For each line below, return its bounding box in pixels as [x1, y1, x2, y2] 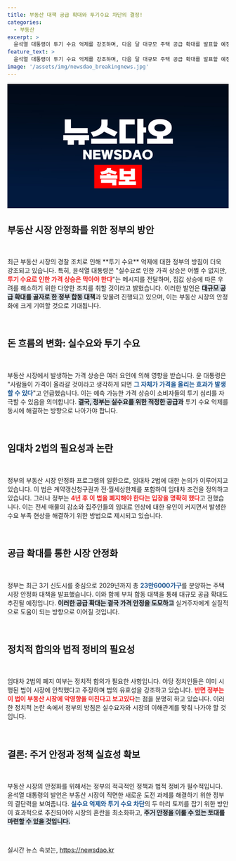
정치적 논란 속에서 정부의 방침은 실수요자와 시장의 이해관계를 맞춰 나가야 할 [14, 704, 219, 712]
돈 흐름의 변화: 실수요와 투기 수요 [7, 337, 140, 349]
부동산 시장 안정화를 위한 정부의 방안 [7, 224, 155, 235]
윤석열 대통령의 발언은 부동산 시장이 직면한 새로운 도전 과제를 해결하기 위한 [7, 791, 212, 799]
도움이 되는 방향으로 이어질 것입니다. [20, 607, 120, 616]
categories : [7, 18, 42, 26]
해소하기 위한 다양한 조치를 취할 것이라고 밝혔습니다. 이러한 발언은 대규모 [20, 284, 219, 292]
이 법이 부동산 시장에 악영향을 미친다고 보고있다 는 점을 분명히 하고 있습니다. [7, 694, 212, 703]
